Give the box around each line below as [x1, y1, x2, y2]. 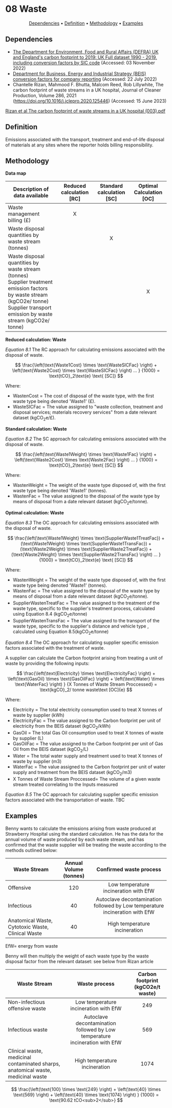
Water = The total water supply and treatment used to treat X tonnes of [12, 752, 163, 759]
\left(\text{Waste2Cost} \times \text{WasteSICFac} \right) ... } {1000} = [12, 367, 160, 374]
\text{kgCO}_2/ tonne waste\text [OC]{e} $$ [39, 687, 133, 693]
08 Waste [5, 3, 47, 15]
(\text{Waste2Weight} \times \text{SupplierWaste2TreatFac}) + [19, 546, 153, 552]
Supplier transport [8, 304, 52, 311]
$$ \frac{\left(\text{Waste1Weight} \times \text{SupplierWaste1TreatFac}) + [7, 535, 165, 541]
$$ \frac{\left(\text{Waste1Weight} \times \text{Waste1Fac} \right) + [15, 451, 157, 457]
